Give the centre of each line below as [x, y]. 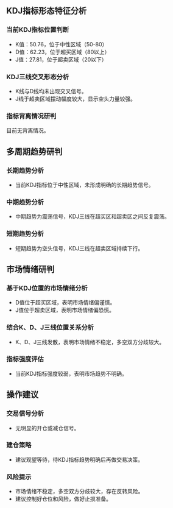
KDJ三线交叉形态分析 [38, 77]
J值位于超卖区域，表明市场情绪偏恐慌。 [65, 310]
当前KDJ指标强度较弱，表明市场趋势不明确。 [71, 373]
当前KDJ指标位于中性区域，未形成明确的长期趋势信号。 [84, 185]
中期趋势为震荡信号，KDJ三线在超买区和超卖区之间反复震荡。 [93, 217]
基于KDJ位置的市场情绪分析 [47, 288]
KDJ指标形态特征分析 [47, 11]
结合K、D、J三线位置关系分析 [50, 328]
